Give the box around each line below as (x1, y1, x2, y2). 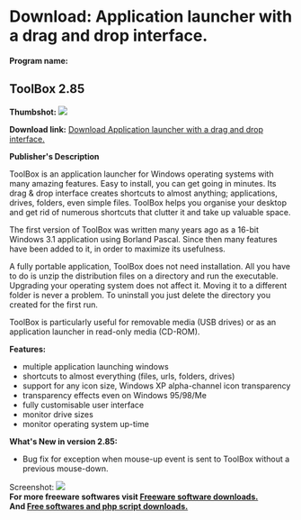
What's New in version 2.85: (9, 435, 119, 447)
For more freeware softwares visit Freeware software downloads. (9, 491, 259, 502)
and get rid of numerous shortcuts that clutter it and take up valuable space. (9, 206, 291, 217)
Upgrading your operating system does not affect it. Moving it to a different (9, 279, 288, 290)
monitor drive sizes (22, 408, 94, 420)
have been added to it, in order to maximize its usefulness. (9, 243, 226, 254)
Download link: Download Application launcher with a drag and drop (9, 123, 263, 134)
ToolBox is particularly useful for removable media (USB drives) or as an (9, 316, 277, 327)
